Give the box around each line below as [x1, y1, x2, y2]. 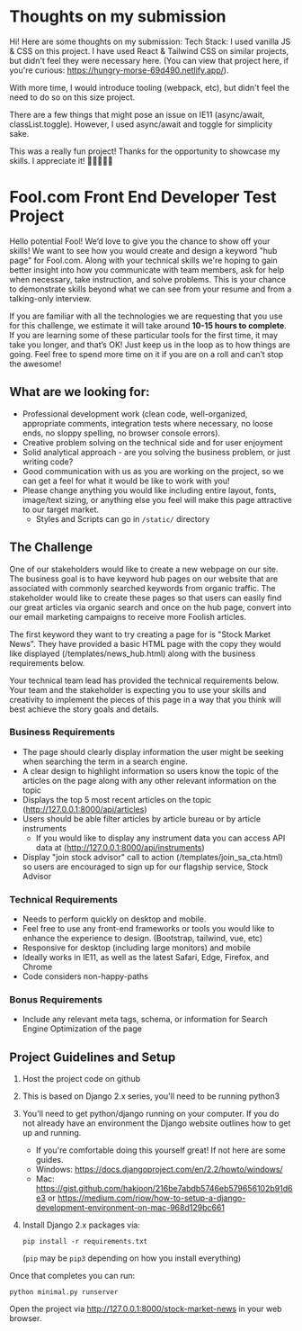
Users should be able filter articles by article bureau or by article [22, 813, 262, 824]
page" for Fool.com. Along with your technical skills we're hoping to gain [9, 255, 279, 265]
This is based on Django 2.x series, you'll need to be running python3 [22, 1091, 280, 1102]
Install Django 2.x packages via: [22, 1219, 141, 1230]
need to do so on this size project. [9, 92, 136, 103]
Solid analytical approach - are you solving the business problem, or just [22, 446, 291, 457]
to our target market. [22, 504, 100, 515]
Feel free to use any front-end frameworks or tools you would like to [22, 923, 275, 934]
